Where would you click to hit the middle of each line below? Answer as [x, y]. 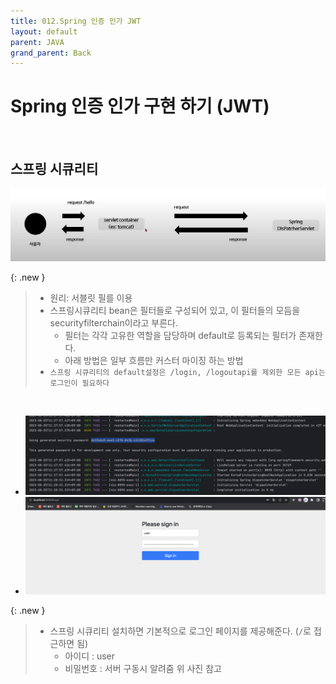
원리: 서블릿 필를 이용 [91, 297]
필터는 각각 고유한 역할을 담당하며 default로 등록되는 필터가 [180, 335]
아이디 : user [90, 656]
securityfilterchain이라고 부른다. [114, 322]
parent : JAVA [37, 42]
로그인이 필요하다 [79, 383]
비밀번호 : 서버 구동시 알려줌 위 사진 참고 [143, 669]
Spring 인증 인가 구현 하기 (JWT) [140, 106]
